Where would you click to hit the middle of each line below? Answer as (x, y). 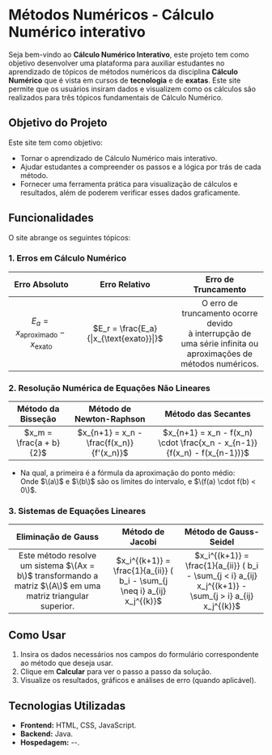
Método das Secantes (208, 414)
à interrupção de (220, 333)
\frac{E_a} (138, 328)
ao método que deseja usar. (66, 663)
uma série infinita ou (220, 343)
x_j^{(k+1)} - (222, 586)
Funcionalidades (51, 218)
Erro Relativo (125, 284)
